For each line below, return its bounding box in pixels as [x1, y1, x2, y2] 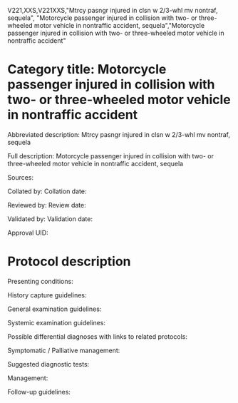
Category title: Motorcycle [7, 61, 167, 78]
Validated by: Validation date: [7, 214, 93, 223]
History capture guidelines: [7, 290, 87, 299]
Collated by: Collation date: [7, 187, 87, 195]
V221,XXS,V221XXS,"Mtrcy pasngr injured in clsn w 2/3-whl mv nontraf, [7, 6, 218, 14]
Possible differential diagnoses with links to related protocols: [7, 332, 187, 341]
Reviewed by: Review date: [7, 200, 87, 209]
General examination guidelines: [7, 305, 102, 313]
